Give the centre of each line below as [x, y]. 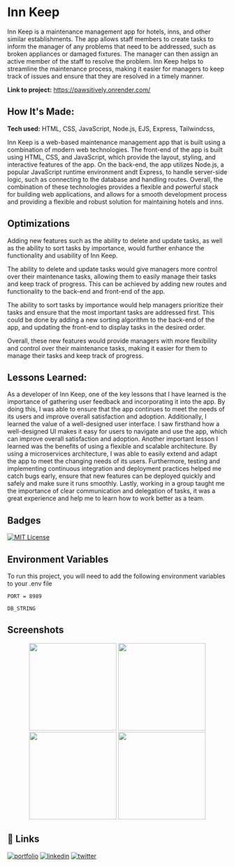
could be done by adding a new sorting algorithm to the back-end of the [111, 320]
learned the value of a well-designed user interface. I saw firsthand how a [114, 424]
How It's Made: [41, 112]
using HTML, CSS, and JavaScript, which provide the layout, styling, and [112, 157]
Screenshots [36, 630]
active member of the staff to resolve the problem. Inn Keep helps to [105, 61]
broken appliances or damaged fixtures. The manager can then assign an [113, 54]
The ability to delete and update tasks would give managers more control [112, 269]
